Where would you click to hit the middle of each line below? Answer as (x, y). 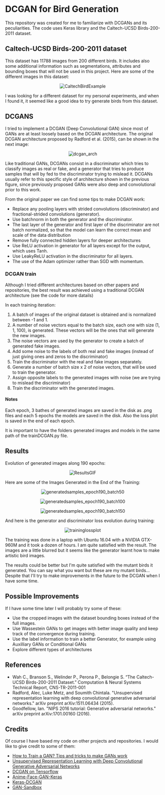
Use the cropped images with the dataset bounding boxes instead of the (85, 618)
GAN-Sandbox (27, 788)
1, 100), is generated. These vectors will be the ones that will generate (83, 330)
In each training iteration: (30, 305)
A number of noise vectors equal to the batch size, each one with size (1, (86, 325)
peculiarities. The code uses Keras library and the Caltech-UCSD (71, 28)
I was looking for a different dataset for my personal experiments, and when (82, 95)
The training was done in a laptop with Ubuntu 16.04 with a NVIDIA (73, 539)
